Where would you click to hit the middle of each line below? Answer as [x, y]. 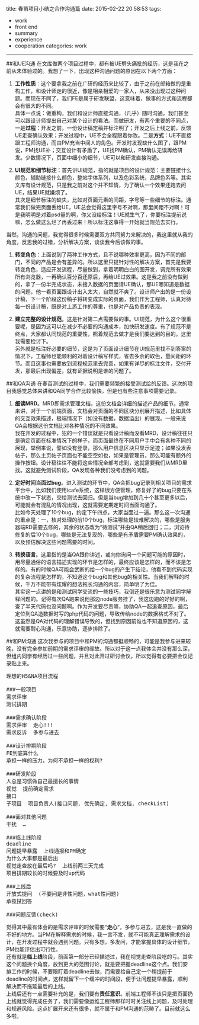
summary [26, 33]
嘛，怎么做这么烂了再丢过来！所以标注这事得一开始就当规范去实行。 [98, 222]
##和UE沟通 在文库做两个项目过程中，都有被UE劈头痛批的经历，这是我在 [95, 63]
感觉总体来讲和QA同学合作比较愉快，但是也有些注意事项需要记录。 [98, 391]
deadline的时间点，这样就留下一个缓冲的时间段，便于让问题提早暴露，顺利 [97, 979]
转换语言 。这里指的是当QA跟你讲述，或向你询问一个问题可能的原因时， [101, 555]
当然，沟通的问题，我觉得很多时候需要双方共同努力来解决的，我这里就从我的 [99, 235]
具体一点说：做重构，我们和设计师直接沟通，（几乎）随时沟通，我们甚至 [102, 113]
